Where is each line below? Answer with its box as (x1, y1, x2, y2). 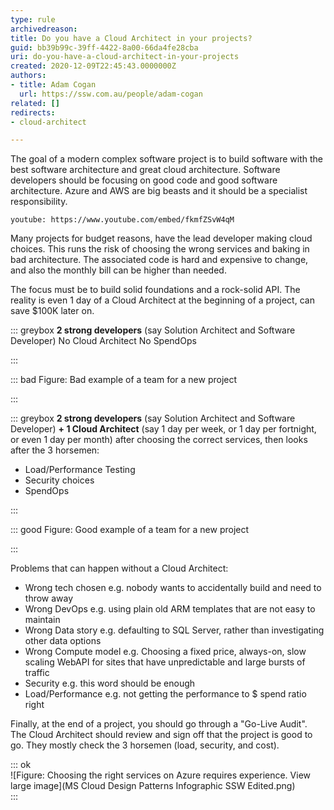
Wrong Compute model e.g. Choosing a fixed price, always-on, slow (24, 646, 307, 658)
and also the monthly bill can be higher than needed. (10, 264, 227, 276)
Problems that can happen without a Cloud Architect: (10, 562, 229, 575)
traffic (24, 667, 50, 679)
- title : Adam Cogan (10, 80, 97, 90)
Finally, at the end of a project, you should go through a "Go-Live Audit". (10, 718, 308, 730)
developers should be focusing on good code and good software (10, 174, 278, 186)
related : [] (10, 98, 60, 108)
